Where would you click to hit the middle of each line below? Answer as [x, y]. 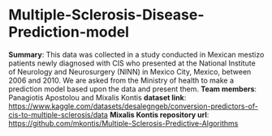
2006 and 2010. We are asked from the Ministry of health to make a [121, 80]
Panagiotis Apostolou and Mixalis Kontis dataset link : [97, 97]
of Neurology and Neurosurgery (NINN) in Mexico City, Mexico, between [130, 71]
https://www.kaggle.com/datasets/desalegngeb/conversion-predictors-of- [133, 106]
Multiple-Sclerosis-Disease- [106, 15]
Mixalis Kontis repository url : [159, 114]
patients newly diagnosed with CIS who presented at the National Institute [132, 63]
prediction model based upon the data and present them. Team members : [133, 89]
